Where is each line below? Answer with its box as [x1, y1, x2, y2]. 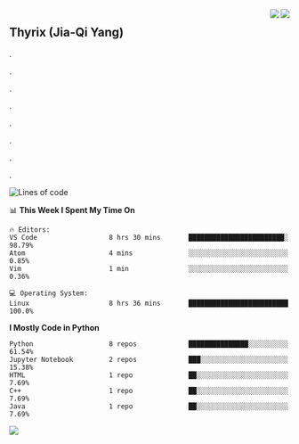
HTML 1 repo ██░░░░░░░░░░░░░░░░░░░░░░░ [9, 370, 289, 380]
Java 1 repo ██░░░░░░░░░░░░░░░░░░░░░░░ [9, 401, 289, 411]
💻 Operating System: [9, 289, 89, 298]
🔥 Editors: [9, 225, 51, 234]
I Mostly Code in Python [9, 322, 100, 333]
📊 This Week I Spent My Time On [9, 204, 135, 215]
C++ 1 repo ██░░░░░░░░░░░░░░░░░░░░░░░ [9, 386, 289, 395]
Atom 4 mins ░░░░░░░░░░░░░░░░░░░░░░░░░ [9, 249, 289, 258]
